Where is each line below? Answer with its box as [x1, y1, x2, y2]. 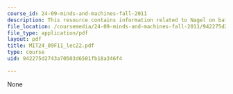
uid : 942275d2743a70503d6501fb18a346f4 [7, 55, 123, 62]
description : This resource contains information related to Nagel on [7, 17, 216, 23]
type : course [7, 49, 45, 56]
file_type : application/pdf [7, 29, 89, 37]
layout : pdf [7, 36, 42, 43]
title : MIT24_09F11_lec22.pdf [7, 42, 95, 49]
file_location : [7, 23, 51, 30]
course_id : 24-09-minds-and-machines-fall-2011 [7, 10, 148, 17]
